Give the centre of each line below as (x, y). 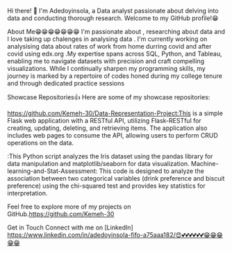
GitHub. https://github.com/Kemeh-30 (61, 214)
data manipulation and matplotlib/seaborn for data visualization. (98, 164)
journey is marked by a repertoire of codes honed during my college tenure (115, 76)
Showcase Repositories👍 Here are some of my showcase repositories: (109, 97)
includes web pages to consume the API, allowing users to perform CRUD (113, 135)
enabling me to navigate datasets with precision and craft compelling (106, 61)
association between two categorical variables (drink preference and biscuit (116, 178)
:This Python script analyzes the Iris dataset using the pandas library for (110, 156)
